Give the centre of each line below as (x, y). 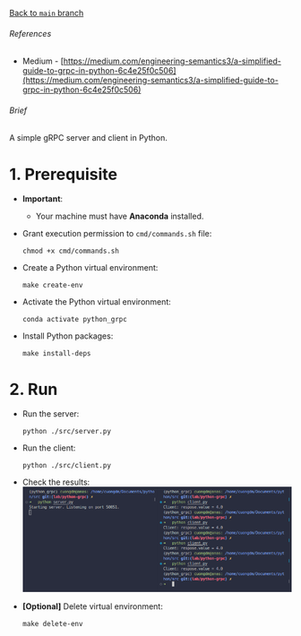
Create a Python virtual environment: (90, 268)
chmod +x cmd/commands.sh (70, 251)
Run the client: (49, 448)
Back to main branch (47, 13)
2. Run (34, 389)
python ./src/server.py (67, 432)
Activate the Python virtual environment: (97, 302)
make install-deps (56, 354)
